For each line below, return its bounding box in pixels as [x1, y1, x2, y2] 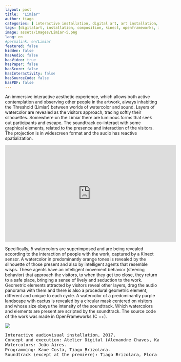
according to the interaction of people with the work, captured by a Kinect [5, 251, 154, 257]
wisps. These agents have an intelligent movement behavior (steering [5, 266, 145, 272]
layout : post [5, 7, 32, 12]
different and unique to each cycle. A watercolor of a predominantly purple [5, 292, 155, 298]
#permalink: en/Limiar [5, 39, 51, 44]
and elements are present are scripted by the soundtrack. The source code [5, 308, 156, 314]
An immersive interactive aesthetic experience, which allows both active [5, 94, 150, 100]
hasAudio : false [5, 52, 38, 58]
